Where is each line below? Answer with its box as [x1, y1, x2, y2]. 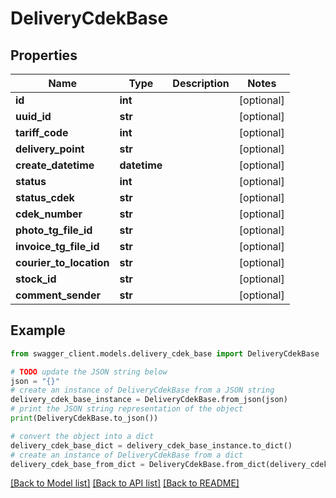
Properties [10, 47, 78, 64]
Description [172, 77, 230, 90]
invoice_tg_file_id [15, 240, 100, 253]
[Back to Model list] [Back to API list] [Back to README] [10, 477, 240, 489]
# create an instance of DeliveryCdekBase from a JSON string [10, 385, 275, 396]
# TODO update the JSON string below [10, 367, 168, 377]
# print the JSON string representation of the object [10, 404, 244, 414]
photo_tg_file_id [15, 223, 93, 237]
